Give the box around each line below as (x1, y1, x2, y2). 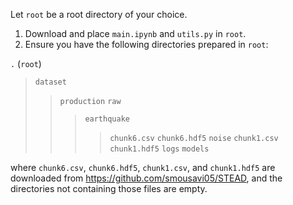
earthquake (84, 114, 130, 124)
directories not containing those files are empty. (10, 183, 208, 194)
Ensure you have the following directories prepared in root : (24, 39, 269, 50)
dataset (34, 77, 67, 87)
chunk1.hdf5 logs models (109, 144, 210, 154)
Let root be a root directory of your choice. (10, 9, 188, 20)
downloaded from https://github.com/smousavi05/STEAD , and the (10, 172, 283, 184)
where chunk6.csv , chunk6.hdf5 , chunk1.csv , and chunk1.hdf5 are (10, 162, 276, 173)
